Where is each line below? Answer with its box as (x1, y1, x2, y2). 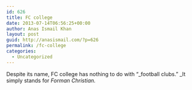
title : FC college (6, 14, 53, 21)
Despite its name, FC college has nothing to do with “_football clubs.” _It (6, 70, 186, 77)
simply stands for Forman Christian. (6, 77, 96, 84)
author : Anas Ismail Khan (6, 25, 71, 32)
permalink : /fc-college (6, 43, 67, 49)
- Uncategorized (12, 54, 53, 60)
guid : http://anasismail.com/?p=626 (6, 37, 99, 43)
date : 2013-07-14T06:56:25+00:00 (6, 20, 91, 26)
